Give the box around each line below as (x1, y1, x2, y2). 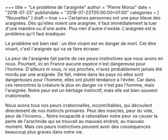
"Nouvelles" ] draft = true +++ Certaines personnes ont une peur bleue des (5, 15, 161, 20)
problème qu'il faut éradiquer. (5, 31, 67, 36)
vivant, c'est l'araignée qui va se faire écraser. (5, 46, 100, 51)
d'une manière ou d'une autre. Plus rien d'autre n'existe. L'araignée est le (5, 25, 156, 31)
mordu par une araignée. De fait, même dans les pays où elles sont (5, 71, 144, 77)
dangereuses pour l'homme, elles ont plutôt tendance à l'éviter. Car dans (5, 77, 155, 82)
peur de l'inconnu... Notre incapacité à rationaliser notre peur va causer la (5, 113, 158, 119)
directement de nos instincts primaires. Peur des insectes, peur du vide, (5, 107, 154, 113)
